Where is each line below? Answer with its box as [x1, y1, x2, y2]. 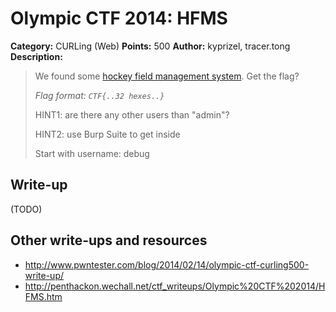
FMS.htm [24, 290, 63, 302]
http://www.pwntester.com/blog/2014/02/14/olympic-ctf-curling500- [24, 258, 310, 271]
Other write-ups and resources [10, 232, 208, 249]
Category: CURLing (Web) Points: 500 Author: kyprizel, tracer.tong [10, 40, 291, 52]
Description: [10, 50, 63, 62]
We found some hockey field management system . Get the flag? [34, 70, 300, 82]
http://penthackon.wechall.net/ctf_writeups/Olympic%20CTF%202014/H [24, 280, 326, 292]
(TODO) [10, 203, 43, 215]
